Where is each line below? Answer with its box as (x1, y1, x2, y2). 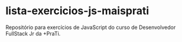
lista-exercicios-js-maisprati (5, 4, 149, 18)
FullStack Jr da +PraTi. (5, 30, 61, 37)
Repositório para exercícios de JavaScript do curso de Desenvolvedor (5, 24, 176, 31)
